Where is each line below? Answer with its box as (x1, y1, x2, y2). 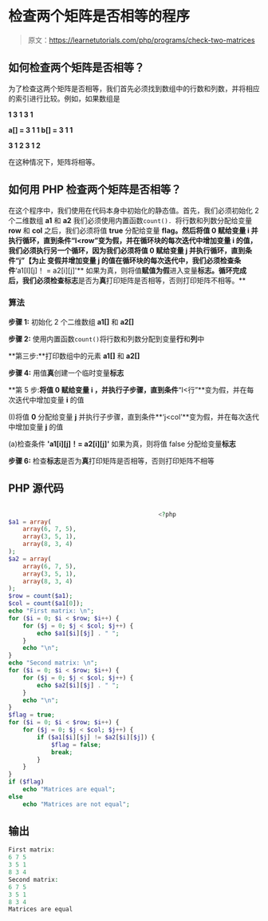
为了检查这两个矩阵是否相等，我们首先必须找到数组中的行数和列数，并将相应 (8, 83, 260, 93)
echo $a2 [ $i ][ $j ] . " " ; (37, 681, 120, 689)
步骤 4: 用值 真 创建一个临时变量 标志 (8, 368, 124, 377)
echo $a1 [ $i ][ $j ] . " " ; (37, 629, 120, 637)
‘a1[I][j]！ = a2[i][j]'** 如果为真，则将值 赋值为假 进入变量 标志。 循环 (15, 265, 233, 275)
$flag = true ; (8, 711, 56, 720)
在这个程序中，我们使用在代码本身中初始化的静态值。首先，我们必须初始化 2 (8, 205, 259, 215)
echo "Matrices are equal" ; (22, 785, 116, 794)
